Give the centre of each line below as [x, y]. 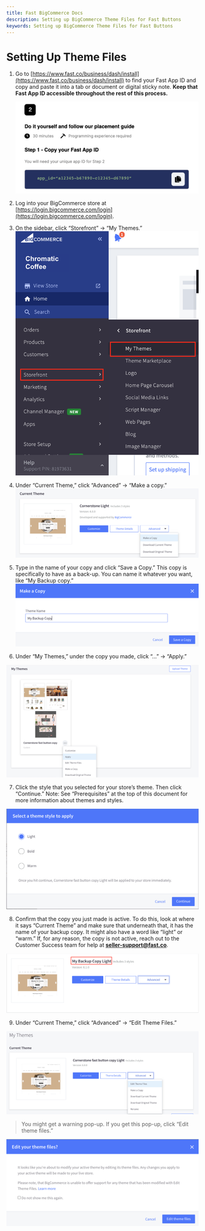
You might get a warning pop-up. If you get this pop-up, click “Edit [105, 1124]
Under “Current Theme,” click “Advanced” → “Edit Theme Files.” [96, 1023]
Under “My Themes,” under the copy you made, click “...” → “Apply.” [101, 656]
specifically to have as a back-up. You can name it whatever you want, [104, 574]
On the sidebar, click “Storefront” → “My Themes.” [78, 228]
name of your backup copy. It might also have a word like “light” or [99, 932]
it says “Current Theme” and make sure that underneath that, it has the [104, 925]
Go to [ [24, 74]
